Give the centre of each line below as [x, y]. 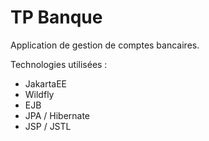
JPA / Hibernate [57, 115]
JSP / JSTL [48, 126]
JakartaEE [46, 83]
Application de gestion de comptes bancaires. [105, 45]
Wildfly [39, 94]
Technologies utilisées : [59, 64]
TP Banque [56, 17]
